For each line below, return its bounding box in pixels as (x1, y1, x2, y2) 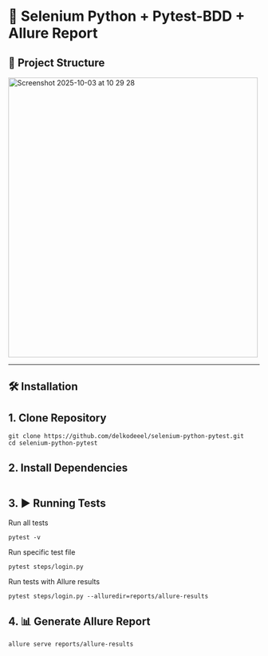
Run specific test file (8, 547, 76, 557)
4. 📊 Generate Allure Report (8, 615, 151, 629)
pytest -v (8, 533, 41, 541)
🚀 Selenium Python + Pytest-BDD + (8, 7, 246, 26)
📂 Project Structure (8, 56, 105, 69)
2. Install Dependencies (8, 460, 128, 474)
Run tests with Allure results (8, 576, 100, 586)
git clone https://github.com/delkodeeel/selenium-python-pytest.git (8, 433, 245, 441)
